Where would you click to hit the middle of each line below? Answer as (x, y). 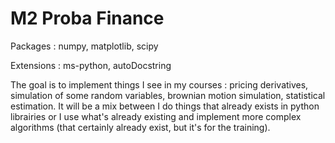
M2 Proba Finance (87, 18)
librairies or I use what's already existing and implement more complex (156, 116)
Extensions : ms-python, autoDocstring (91, 65)
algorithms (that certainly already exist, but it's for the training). (140, 127)
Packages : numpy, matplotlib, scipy (84, 46)
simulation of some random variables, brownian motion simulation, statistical (168, 95)
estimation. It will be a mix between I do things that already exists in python (165, 106)
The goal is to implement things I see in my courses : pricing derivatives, (159, 84)
